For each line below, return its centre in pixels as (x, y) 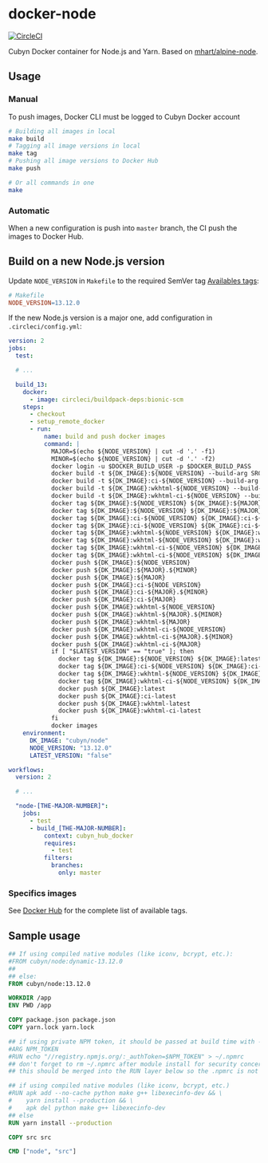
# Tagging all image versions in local (75, 146)
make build (26, 139)
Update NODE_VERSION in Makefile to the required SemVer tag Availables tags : (134, 281)
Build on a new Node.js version (87, 261)
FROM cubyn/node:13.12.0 (49, 984)
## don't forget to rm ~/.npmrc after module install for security (123, 1064)
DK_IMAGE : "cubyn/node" (69, 740)
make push (25, 168)
